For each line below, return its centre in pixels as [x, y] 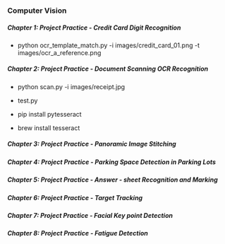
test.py [28, 100]
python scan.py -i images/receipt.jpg [71, 86]
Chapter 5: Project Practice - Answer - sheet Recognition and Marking [112, 180]
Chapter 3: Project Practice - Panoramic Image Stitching [92, 144]
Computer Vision [37, 11]
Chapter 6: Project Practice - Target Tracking [75, 197]
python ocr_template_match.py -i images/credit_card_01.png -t [108, 45]
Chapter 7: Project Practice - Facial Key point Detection [90, 215]
